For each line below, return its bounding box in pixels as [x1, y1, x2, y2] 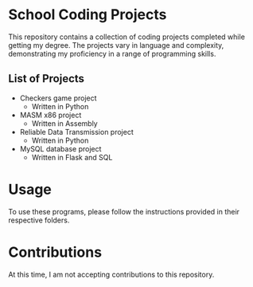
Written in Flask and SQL [31, 152, 113, 162]
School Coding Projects [8, 6, 167, 24]
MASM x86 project [19, 110, 82, 120]
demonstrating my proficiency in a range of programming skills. [8, 49, 216, 58]
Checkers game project [19, 93, 97, 103]
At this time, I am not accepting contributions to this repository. [8, 269, 215, 279]
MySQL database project [19, 143, 102, 153]
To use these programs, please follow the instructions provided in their [8, 206, 240, 216]
